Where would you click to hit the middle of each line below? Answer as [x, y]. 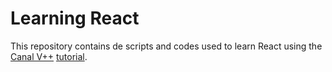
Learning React [75, 18]
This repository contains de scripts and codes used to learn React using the [166, 46]
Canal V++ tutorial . [49, 56]
